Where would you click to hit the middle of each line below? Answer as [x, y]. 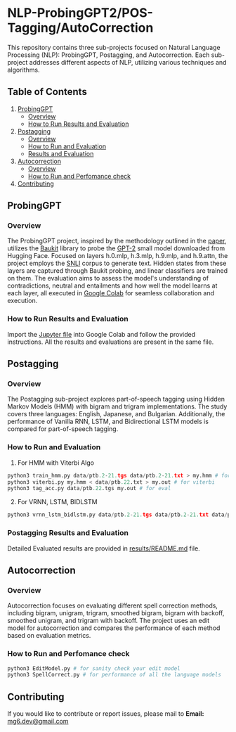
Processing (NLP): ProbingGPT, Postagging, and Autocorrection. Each [109, 55]
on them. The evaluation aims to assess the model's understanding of [108, 278]
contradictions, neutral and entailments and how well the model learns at [112, 285]
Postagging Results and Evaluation [68, 533]
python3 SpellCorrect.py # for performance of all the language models [114, 675]
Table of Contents [47, 92]
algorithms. [24, 70]
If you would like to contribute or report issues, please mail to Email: [106, 714]
